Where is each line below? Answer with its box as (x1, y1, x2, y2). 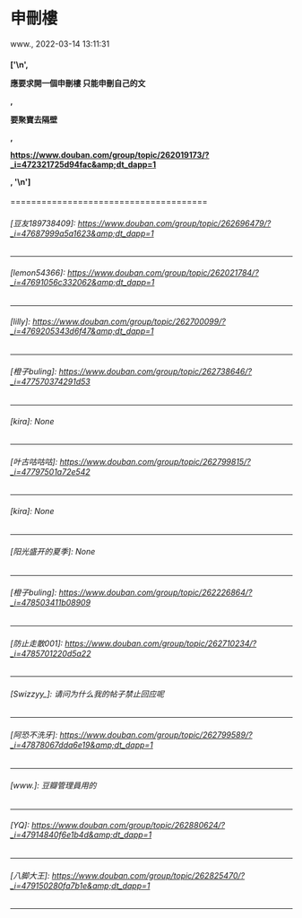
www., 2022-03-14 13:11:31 (10, 38, 110, 49)
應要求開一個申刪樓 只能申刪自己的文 (10, 77, 146, 88)
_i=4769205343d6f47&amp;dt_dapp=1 (10, 326, 154, 337)
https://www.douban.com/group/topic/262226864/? (58, 587, 253, 598)
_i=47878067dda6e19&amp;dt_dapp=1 (10, 739, 153, 750)
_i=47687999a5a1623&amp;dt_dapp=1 (10, 228, 155, 239)
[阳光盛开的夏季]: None (10, 546, 96, 557)
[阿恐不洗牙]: (10, 729, 58, 740)
